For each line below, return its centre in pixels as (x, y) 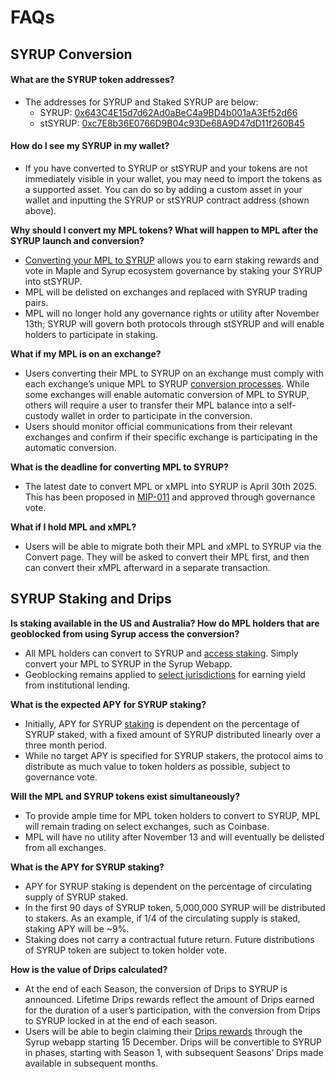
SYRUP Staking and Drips (91, 599)
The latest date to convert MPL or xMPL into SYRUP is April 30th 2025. (170, 486)
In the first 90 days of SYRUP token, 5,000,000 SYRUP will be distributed (175, 907)
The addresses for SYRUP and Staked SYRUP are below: (141, 102)
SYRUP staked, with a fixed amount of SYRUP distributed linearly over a (173, 734)
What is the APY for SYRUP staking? (87, 867)
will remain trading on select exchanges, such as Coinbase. (147, 826)
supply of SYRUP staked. (76, 897)
